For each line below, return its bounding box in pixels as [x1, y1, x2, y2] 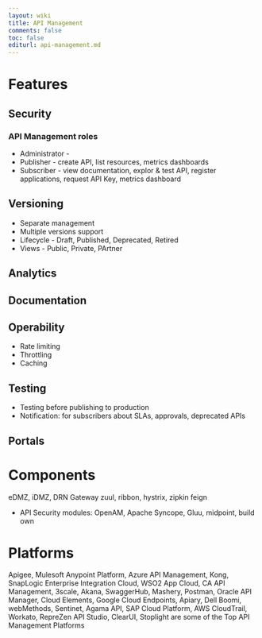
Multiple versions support [19, 226, 104, 236]
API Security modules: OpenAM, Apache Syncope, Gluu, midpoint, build [19, 508, 256, 517]
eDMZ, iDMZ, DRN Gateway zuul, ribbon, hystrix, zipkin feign [8, 492, 208, 501]
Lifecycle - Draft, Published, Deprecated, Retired [19, 235, 179, 245]
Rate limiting [19, 342, 61, 351]
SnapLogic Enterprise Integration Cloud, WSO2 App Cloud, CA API [8, 578, 225, 588]
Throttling [19, 350, 52, 360]
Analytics [8, 267, 57, 280]
